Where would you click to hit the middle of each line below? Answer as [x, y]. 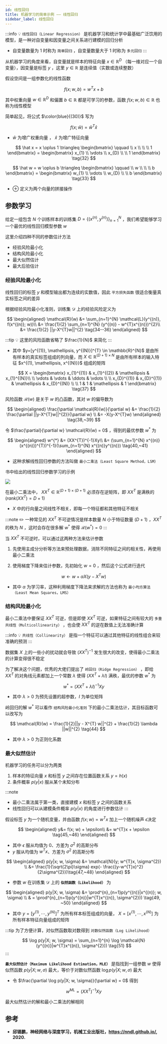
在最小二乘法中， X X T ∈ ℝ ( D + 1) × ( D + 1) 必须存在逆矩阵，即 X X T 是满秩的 [80, 491]
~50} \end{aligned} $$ [84, 903]
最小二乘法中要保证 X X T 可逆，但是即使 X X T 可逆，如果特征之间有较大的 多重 [83, 618]
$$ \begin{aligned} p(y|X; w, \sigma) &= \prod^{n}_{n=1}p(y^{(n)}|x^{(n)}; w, [84, 892]
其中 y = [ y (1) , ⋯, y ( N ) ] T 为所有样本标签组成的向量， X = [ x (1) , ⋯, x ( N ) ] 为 [85, 913]
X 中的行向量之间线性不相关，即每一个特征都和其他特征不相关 [76, 509]
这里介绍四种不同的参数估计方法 [38, 237]
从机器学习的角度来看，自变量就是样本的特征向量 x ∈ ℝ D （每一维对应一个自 [84, 61]
